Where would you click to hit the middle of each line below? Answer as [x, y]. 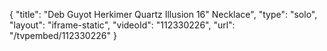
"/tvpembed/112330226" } [63, 35]
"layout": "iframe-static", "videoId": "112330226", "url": [122, 25]
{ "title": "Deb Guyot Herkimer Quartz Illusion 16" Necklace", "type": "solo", [163, 14]
